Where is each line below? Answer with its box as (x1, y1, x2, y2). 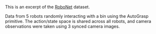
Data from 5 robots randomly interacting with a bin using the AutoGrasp (5, 13, 149, 19)
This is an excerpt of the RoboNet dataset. (5, 4, 90, 10)
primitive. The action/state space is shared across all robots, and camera (5, 19, 152, 24)
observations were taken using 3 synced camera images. (5, 23, 120, 29)
